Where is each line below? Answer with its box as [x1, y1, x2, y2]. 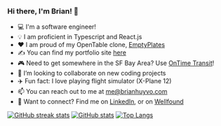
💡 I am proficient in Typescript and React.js [17, 33, 142, 41]
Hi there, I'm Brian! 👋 [7, 6, 79, 16]
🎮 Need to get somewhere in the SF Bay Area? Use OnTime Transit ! [17, 59, 215, 67]
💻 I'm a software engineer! [17, 22, 97, 31]
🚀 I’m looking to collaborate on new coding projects [17, 69, 166, 78]
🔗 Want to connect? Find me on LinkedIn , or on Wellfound [17, 97, 184, 106]
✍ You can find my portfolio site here [17, 48, 126, 57]
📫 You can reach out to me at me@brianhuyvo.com [17, 87, 168, 96]
